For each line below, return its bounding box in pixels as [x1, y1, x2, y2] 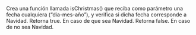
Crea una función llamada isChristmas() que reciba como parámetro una [6, 5, 183, 12]
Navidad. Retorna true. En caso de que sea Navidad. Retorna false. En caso [6, 17, 191, 24]
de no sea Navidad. [6, 23, 54, 30]
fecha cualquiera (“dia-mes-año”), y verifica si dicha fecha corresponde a [6, 11, 187, 18]
